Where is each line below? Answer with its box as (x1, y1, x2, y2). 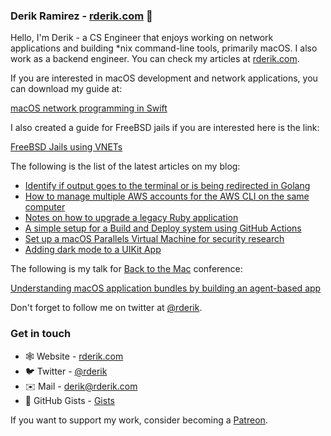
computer (24, 201, 66, 213)
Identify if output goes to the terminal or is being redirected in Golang (24, 180, 311, 192)
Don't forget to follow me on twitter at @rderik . (10, 302, 203, 314)
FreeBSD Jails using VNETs (10, 141, 123, 153)
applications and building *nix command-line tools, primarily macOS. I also (10, 42, 318, 54)
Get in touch (10, 327, 72, 341)
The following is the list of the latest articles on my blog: (10, 160, 241, 173)
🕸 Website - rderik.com (24, 350, 124, 362)
